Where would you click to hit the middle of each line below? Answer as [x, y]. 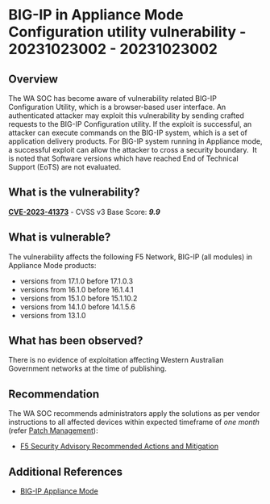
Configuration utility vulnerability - [127, 32]
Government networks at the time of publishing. [87, 368]
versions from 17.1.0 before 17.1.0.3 [77, 281]
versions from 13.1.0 [53, 315]
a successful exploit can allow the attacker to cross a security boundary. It [133, 150]
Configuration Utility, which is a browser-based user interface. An [117, 107]
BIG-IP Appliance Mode [59, 491]
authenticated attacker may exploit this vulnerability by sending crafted [126, 115]
